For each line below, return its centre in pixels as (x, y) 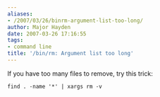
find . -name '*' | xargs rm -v (55, 86)
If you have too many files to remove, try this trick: (80, 73)
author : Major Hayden (39, 27)
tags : (15, 40)
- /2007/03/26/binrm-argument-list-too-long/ (75, 21)
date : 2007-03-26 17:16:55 (47, 34)
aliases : (20, 14)
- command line (30, 47)
